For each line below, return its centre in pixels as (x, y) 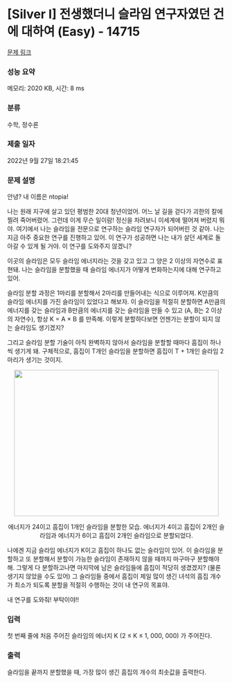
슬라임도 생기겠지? (39, 328)
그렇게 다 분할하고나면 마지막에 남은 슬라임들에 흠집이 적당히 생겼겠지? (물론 (119, 568)
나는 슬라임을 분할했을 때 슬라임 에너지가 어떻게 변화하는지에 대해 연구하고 (122, 270)
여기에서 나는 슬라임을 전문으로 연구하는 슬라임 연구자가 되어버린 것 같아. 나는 (121, 229)
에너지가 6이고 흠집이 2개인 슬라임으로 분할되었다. (125, 536)
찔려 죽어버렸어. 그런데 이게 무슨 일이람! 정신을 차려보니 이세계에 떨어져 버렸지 (113, 220)
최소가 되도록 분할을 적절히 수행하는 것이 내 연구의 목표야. (92, 585)
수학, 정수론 (23, 124)
